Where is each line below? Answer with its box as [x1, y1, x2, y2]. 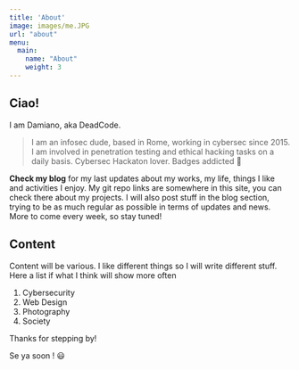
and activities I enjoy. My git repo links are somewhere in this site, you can [9, 182, 283, 193]
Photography [21, 306, 71, 317]
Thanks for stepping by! [9, 333, 97, 343]
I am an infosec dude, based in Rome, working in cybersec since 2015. [30, 136, 291, 147]
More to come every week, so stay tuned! [9, 210, 162, 221]
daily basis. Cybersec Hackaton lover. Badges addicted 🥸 [30, 155, 243, 166]
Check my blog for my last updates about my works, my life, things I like [9, 173, 275, 184]
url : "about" [9, 29, 58, 38]
